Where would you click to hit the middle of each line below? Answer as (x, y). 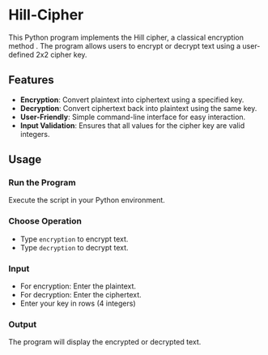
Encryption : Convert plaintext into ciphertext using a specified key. (132, 100)
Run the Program (42, 182)
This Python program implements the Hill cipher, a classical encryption (126, 37)
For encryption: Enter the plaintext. (78, 286)
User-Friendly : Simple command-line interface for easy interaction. (133, 117)
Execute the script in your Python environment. (87, 200)
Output (23, 324)
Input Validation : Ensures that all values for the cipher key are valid (132, 125)
